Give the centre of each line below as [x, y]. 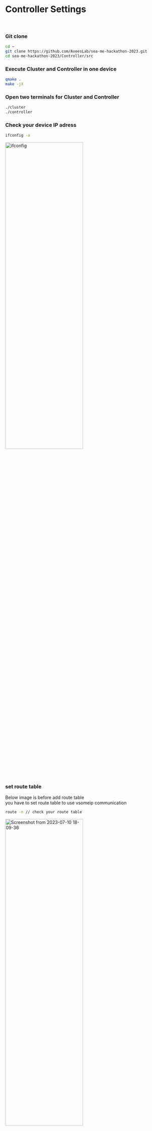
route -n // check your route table [44, 812]
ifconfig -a [18, 135]
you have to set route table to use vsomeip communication [66, 803]
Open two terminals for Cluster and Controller [62, 97]
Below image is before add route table [45, 798]
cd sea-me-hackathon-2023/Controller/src [49, 56]
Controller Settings [46, 9]
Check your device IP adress [41, 125]
